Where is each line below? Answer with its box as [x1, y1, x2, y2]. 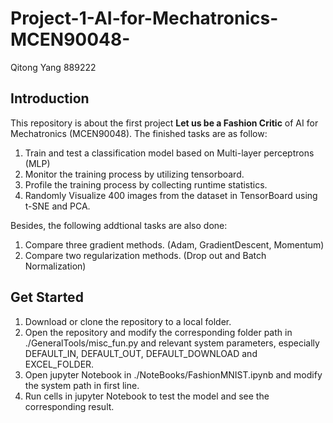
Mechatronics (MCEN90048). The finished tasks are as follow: [10, 127, 268, 139]
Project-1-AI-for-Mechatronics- [10, 7, 279, 30]
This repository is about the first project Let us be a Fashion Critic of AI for [10, 117, 319, 129]
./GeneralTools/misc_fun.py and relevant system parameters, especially [24, 337, 320, 349]
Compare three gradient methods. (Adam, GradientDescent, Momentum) [24, 238, 325, 251]
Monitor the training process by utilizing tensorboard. [24, 168, 245, 180]
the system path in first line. [24, 379, 140, 391]
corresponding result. [24, 400, 115, 412]
